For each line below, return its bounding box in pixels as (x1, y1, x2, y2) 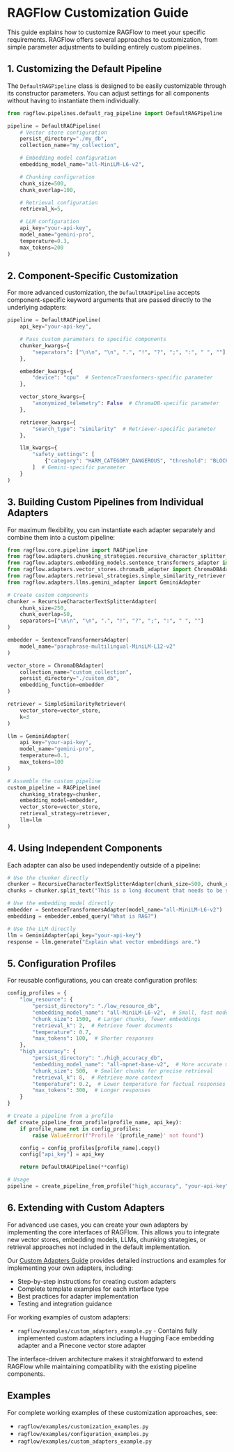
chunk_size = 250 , (19, 605, 68, 612)
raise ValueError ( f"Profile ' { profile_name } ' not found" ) (32, 1132, 204, 1139)
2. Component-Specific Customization (7, 270, 179, 282)
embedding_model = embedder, (19, 797, 98, 804)
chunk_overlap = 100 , (19, 186, 77, 193)
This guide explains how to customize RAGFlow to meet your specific (7, 28, 205, 36)
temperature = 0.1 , (19, 752, 70, 759)
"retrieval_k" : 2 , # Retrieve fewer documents (32, 1022, 173, 1029)
